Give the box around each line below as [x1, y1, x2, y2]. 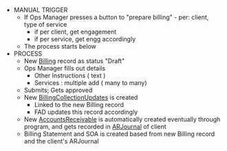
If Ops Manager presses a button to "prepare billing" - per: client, [23, 13, 209, 21]
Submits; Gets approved [23, 86, 93, 94]
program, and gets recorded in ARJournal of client [23, 123, 166, 130]
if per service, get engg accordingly [34, 35, 136, 43]
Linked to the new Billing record [34, 101, 125, 108]
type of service [23, 21, 67, 28]
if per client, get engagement [34, 27, 117, 36]
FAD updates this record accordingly [34, 108, 138, 116]
